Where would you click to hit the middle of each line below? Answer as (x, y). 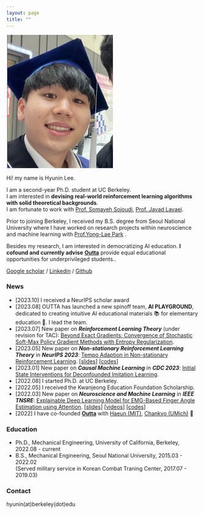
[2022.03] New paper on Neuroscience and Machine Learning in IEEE (104, 394)
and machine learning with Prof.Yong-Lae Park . (67, 234)
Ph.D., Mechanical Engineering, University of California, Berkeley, (97, 443)
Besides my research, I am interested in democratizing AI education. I (94, 246)
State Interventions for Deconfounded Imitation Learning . (87, 374)
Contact (19, 491)
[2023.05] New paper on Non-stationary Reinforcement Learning (99, 348)
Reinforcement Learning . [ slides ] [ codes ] (67, 361)
